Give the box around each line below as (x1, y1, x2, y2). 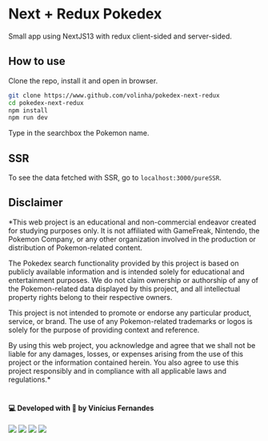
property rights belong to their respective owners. (8, 292, 173, 301)
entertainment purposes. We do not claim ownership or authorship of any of (8, 275, 258, 285)
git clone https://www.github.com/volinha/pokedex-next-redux (8, 91, 220, 99)
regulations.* (8, 374, 51, 384)
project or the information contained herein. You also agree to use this (8, 358, 239, 367)
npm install (8, 106, 48, 115)
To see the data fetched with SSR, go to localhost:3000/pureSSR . (8, 173, 222, 183)
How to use (8, 55, 66, 68)
